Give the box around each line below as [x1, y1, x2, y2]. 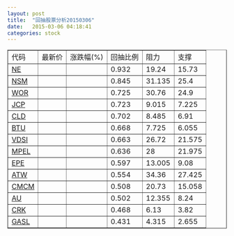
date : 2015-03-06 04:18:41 [7, 23, 92, 30]
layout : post [7, 10, 45, 17]
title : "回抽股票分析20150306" [7, 17, 95, 24]
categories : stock [7, 29, 61, 37]
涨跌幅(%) [70, 53, 104, 62]
